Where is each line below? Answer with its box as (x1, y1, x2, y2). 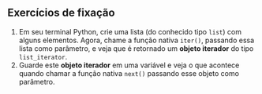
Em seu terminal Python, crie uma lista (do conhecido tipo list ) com (18, 27, 242, 36)
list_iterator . (18, 52, 68, 61)
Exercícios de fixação (7, 6, 115, 20)
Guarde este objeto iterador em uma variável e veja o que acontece (18, 60, 240, 70)
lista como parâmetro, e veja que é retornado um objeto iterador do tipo (18, 43, 254, 53)
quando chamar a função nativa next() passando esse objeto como (18, 68, 240, 78)
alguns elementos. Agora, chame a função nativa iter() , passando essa (18, 35, 255, 45)
